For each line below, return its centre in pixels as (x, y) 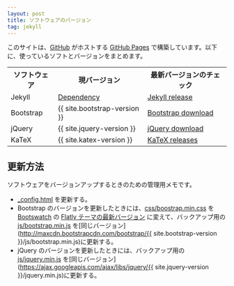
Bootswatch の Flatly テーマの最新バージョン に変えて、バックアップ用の (122, 217)
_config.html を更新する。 (54, 200)
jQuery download (175, 128)
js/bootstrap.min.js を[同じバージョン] (71, 226)
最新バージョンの (179, 75)
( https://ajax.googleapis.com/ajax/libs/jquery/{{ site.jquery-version (113, 267)
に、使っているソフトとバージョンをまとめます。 (77, 56)
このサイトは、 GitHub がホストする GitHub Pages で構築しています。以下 (112, 47)
